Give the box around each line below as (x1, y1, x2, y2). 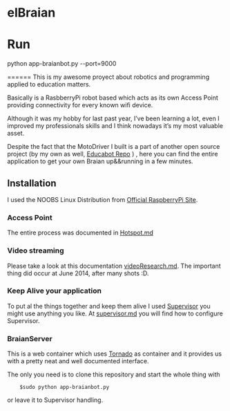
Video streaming (7, 246, 64, 255)
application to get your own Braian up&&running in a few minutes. (7, 157, 193, 165)
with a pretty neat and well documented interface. (7, 357, 149, 365)
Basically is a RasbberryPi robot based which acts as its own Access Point (7, 93, 219, 102)
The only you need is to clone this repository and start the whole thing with (7, 370, 220, 378)
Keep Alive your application (7, 286, 102, 295)
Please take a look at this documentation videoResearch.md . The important (7, 262, 221, 270)
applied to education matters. (7, 80, 91, 89)
